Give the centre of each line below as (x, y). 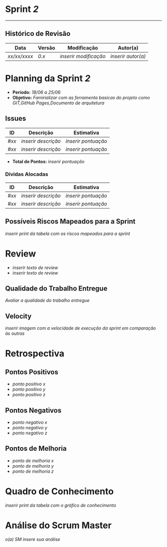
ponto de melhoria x (33, 461)
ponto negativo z (30, 433)
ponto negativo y (30, 427)
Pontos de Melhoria (36, 448)
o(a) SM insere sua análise (33, 539)
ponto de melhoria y (33, 466)
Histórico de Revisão (38, 34)
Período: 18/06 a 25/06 (36, 92)
